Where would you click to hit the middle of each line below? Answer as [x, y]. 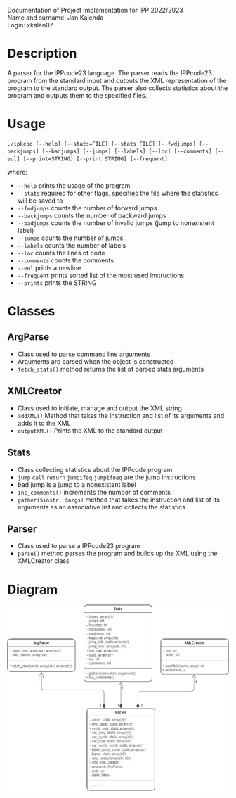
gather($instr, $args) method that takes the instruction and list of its [118, 500]
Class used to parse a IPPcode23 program [79, 546]
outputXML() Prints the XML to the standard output [90, 430]
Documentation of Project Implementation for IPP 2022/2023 [96, 10]
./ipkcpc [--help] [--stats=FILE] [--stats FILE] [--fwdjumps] [102, 144]
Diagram [33, 589]
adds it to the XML [44, 423]
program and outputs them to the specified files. [77, 95]
